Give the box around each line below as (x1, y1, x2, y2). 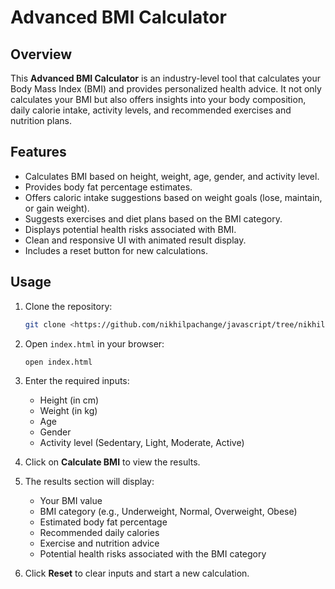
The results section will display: (24, 476, 155, 488)
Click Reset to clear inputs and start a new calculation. (24, 567, 250, 580)
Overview (10, 46, 73, 63)
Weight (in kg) (39, 405, 98, 417)
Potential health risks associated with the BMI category (39, 548, 267, 560)
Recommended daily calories (39, 527, 160, 539)
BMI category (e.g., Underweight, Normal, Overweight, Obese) (39, 506, 298, 518)
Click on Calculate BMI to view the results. (24, 456, 201, 468)
